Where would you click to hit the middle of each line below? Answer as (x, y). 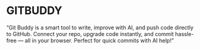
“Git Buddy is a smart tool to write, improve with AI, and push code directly (100, 27)
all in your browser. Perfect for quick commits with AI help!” (99, 40)
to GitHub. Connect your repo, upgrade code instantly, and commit (90, 34)
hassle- (184, 34)
